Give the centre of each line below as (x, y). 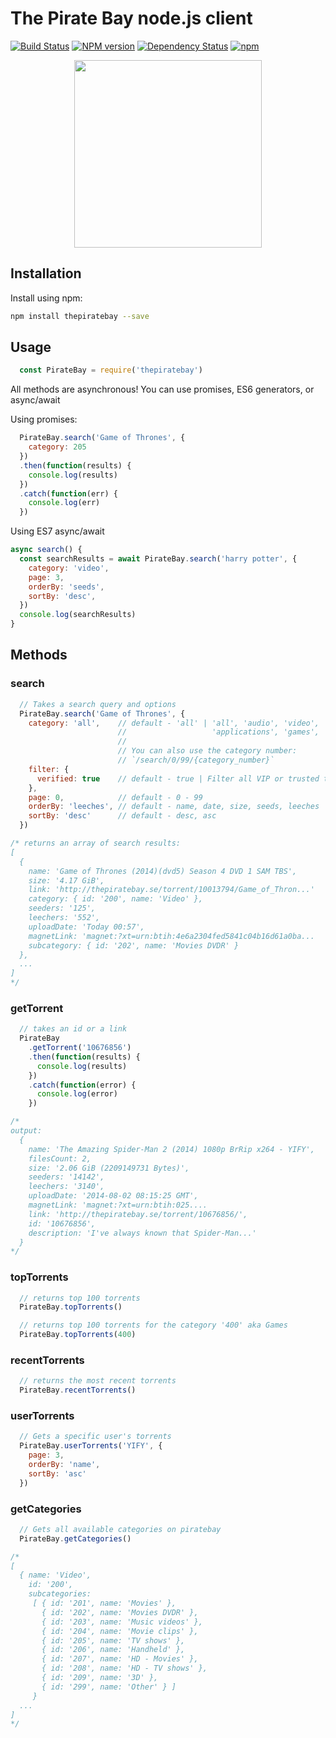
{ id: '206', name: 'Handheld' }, (113, 1650)
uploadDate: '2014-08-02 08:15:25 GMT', (113, 1196)
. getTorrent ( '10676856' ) (80, 1048)
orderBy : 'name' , (64, 1465)
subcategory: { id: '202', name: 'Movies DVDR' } (134, 945)
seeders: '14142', (66, 1177)
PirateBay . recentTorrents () (78, 1390)
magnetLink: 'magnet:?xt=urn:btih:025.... (118, 1205)
